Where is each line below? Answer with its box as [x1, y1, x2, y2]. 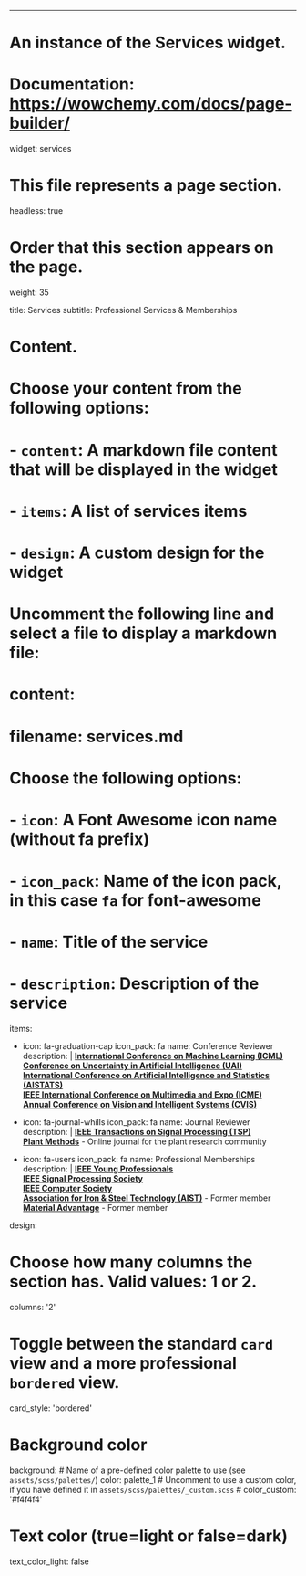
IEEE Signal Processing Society [22, 1173, 144, 1184]
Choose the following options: [9, 768, 242, 788]
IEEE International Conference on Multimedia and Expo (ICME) [22, 1089, 262, 1100]
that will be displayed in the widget [9, 458, 278, 479]
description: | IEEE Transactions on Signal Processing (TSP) [22, 1127, 252, 1138]
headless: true [9, 205, 64, 216]
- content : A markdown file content [9, 439, 278, 460]
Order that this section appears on [9, 237, 275, 258]
